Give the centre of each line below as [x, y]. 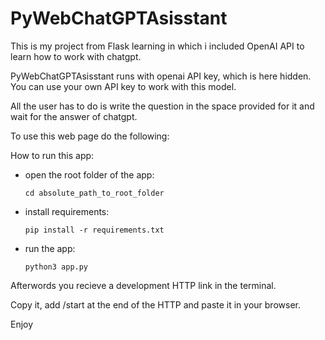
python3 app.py [56, 267]
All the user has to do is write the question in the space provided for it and [162, 106]
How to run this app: [52, 155]
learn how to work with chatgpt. [76, 56]
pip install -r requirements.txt [94, 230]
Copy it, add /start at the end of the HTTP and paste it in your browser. [155, 304]
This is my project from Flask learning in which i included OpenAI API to [157, 46]
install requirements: [67, 211]
